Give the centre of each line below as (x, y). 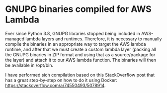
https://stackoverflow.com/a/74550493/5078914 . (55, 85)
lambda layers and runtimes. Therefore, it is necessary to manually (94, 39)
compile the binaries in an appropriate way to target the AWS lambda (76, 44)
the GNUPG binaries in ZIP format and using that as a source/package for (80, 54)
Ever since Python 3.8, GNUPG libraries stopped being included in (73, 33)
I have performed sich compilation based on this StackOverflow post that (80, 75)
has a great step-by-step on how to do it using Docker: (61, 80)
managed (15, 39)
